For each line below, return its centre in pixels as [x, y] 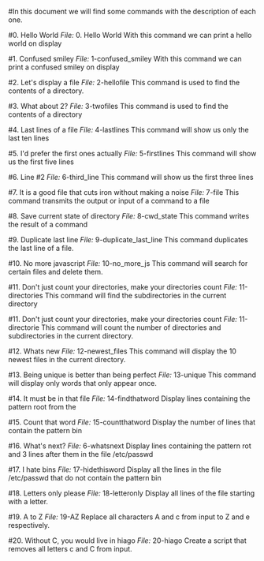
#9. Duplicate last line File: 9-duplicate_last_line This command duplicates [128, 239]
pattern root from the [42, 407]
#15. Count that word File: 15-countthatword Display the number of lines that [132, 422]
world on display [35, 43]
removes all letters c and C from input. [70, 549]
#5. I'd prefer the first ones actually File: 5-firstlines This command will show [132, 153]
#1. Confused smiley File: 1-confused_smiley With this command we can [125, 59]
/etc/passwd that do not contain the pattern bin [85, 478]
